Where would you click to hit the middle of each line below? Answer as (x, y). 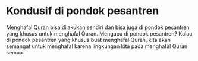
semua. (15, 52)
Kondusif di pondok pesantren (83, 11)
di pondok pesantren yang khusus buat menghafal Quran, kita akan (89, 40)
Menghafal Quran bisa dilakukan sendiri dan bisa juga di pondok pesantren (98, 27)
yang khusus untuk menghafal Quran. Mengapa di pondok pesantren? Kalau (99, 33)
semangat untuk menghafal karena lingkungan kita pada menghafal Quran (97, 46)
